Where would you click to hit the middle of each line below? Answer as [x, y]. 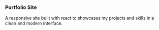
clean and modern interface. [34, 23]
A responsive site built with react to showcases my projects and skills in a [79, 18]
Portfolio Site [21, 7]
